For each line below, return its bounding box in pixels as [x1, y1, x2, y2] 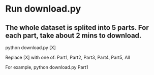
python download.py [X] [5, 45, 56, 51]
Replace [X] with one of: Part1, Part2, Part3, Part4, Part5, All [5, 54, 131, 60]
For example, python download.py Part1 [5, 64, 88, 70]
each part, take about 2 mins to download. [5, 31, 142, 40]
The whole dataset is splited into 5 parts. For [5, 23, 149, 32]
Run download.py [5, 3, 81, 15]
